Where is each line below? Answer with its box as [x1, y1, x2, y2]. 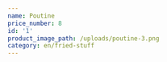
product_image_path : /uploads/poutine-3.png [7, 34, 160, 43]
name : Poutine [7, 11, 56, 20]
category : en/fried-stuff [7, 42, 94, 50]
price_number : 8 [7, 19, 62, 27]
